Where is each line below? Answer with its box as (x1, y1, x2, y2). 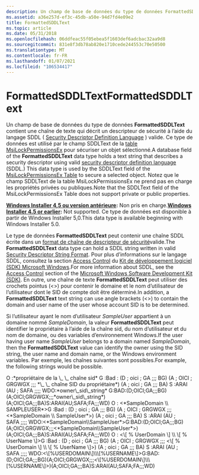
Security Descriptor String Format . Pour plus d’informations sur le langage (6, 251, 187, 258)
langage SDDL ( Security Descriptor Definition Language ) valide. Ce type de (6, 134, 193, 141)
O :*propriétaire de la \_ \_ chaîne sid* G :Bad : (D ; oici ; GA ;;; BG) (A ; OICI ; (6, 374, 192, 382)
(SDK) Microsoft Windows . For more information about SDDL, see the (6, 264, 174, 271)
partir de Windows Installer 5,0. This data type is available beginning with (6, 214, 183, 222)
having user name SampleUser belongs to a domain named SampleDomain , (6, 338, 191, 345)
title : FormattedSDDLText (6, 20, 70, 25)
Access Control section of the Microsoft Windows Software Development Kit (6, 270, 193, 277)
